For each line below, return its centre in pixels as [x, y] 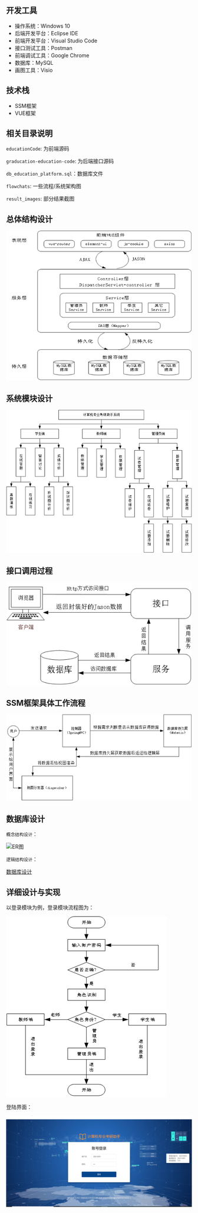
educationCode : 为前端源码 [38, 148]
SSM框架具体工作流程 [46, 703]
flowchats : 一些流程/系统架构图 [44, 186]
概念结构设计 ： [22, 834]
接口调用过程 [29, 571]
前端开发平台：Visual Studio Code [56, 41]
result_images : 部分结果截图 [40, 199]
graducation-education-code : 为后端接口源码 [60, 161]
